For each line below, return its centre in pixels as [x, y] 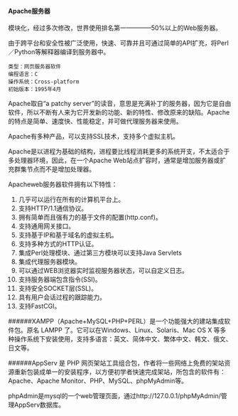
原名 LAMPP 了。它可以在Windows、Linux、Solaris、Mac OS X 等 [123, 330]
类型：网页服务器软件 [34, 67]
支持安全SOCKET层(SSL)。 [58, 289]
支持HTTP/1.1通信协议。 [53, 208]
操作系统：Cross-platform [44, 82]
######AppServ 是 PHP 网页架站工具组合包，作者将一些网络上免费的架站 [116, 363]
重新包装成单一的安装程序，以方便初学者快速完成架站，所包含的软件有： [120, 372]
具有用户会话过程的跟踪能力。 [62, 297]
